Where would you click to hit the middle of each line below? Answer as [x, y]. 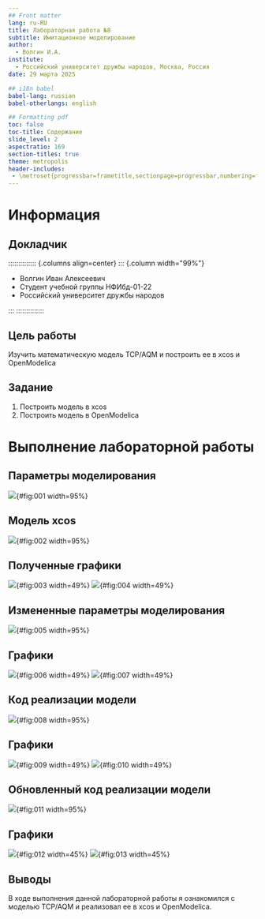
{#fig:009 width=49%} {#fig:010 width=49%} [94, 765]
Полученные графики [65, 565]
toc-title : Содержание [45, 132]
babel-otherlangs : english [52, 103]
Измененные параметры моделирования [117, 610]
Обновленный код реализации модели [110, 790]
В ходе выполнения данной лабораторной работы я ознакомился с [121, 898]
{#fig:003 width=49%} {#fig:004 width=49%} [95, 586]
